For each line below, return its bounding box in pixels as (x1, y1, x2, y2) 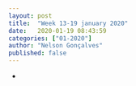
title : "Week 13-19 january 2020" (8, 19, 129, 27)
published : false (8, 49, 67, 57)
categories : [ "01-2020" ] (8, 34, 92, 43)
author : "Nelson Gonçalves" (8, 42, 104, 50)
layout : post (8, 11, 53, 20)
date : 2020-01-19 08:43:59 (8, 27, 107, 35)
